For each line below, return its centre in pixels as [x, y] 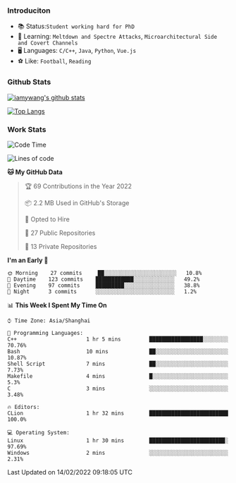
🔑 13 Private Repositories [61, 246]
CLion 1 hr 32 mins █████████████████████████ [118, 413]
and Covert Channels [48, 43]
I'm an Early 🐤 [28, 260]
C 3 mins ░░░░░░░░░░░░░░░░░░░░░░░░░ [118, 389]
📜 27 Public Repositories [60, 233]
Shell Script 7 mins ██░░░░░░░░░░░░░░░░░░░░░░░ [118, 364]
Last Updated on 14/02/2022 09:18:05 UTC [70, 472]
